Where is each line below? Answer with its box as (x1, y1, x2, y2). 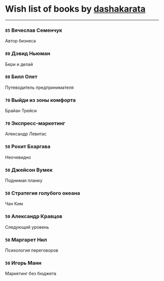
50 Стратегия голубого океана (5, 189, 81, 196)
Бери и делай (5, 61, 33, 67)
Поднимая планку (5, 178, 43, 183)
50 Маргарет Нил (5, 236, 47, 243)
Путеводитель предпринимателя (5, 84, 74, 90)
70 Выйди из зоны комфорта (5, 97, 76, 103)
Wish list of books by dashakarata (5, 3, 145, 15)
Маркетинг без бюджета (5, 271, 57, 277)
